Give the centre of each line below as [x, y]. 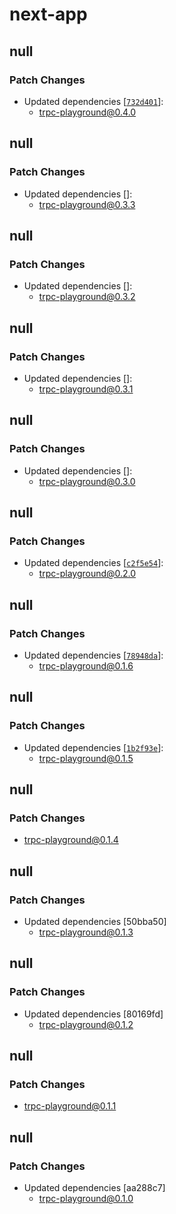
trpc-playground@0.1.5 [86, 758]
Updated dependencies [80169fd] [93, 1014]
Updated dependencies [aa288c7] [94, 1188]
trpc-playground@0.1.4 [71, 840]
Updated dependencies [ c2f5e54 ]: [93, 563]
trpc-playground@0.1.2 [86, 1024]
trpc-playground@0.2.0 [87, 574]
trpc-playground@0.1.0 [86, 1199]
